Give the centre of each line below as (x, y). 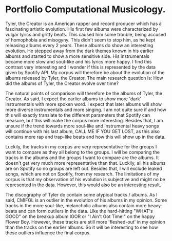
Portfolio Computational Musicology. (85, 9)
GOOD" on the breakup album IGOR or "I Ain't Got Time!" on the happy (80, 216)
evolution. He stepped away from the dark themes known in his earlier (80, 51)
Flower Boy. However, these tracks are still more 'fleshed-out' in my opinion (85, 222)
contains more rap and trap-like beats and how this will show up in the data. (85, 137)
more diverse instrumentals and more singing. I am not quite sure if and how (86, 109)
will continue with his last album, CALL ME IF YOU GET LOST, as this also (83, 131)
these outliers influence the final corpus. (48, 233)
